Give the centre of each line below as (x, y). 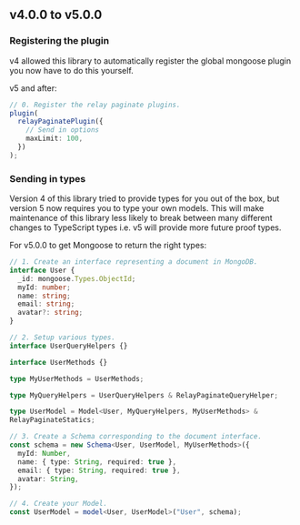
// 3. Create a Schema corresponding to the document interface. (135, 437)
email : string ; (46, 304)
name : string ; (44, 296)
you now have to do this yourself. (71, 70)
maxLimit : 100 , (55, 139)
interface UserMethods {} (58, 362)
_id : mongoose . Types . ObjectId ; (77, 278)
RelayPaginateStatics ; (52, 420)
